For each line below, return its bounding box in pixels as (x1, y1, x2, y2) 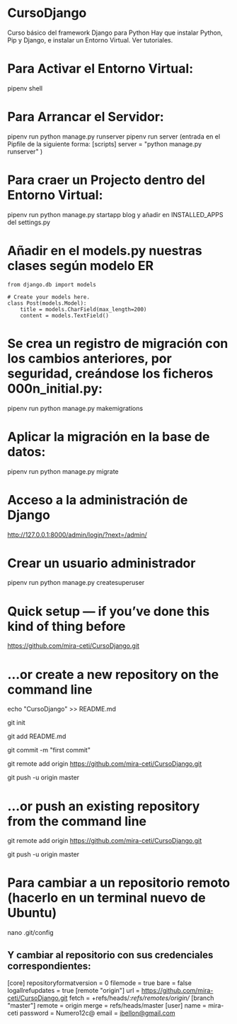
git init (7, 718, 26, 727)
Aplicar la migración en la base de (7, 429, 210, 445)
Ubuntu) (7, 905, 57, 921)
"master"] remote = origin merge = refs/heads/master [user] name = (7, 1001, 207, 1009)
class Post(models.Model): (7, 299, 87, 307)
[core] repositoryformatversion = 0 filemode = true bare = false (7, 979, 192, 987)
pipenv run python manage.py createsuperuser (7, 578, 145, 587)
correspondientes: (7, 960, 91, 972)
